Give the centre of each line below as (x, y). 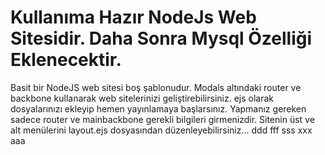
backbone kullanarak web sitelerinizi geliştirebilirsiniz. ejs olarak (142, 98)
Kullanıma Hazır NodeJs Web (133, 17)
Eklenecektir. (66, 60)
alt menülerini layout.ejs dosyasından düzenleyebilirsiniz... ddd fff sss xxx (161, 130)
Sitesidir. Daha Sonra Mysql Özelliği (161, 38)
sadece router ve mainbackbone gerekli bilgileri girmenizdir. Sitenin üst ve (162, 119)
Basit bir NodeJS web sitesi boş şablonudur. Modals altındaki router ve (156, 87)
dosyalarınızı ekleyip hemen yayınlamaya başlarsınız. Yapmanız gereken (158, 108)
